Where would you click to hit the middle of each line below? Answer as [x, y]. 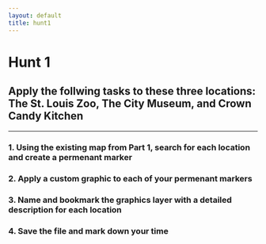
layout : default [35, 15]
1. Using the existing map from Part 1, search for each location [129, 147]
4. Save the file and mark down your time [88, 231]
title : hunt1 [30, 23]
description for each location [65, 210]
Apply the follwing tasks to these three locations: [132, 91]
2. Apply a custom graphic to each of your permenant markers [130, 179]
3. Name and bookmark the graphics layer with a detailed [120, 200]
